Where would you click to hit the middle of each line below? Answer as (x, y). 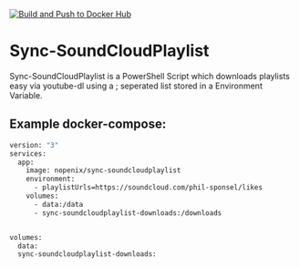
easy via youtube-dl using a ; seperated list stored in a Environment (136, 86)
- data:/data (58, 204)
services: (28, 154)
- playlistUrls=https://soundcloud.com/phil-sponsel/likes (148, 188)
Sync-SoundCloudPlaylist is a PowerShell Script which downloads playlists (149, 76)
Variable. (26, 95)
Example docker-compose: (88, 124)
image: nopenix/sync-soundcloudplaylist (103, 170)
